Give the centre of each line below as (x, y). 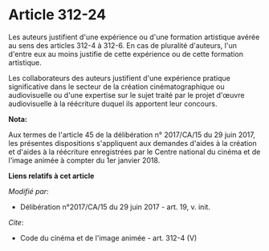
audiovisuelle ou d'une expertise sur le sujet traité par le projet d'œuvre (126, 95)
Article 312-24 (57, 15)
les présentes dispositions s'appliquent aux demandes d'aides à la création (132, 143)
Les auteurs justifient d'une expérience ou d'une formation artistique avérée (134, 37)
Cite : (16, 222)
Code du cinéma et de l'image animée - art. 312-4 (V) (108, 237)
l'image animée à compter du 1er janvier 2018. (84, 160)
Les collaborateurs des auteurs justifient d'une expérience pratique (119, 78)
